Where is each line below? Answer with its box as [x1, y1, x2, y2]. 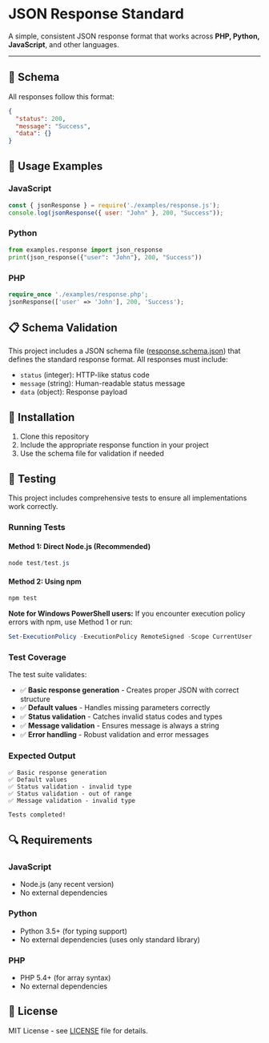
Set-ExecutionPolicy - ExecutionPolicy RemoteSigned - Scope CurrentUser [8, 633, 252, 641]
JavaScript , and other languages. [8, 39, 120, 49]
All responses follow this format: [8, 91, 114, 101]
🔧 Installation [8, 410, 75, 424]
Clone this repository [19, 431, 90, 441]
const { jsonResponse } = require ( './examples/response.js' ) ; [8, 201, 220, 209]
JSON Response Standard [8, 5, 184, 23]
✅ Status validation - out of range [8, 789, 132, 797]
